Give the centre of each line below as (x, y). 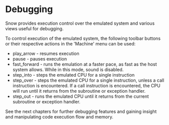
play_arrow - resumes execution (46, 53)
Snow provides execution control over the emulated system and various (80, 23)
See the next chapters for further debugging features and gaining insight (81, 111)
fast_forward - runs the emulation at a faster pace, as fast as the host (85, 64)
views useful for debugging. (34, 28)
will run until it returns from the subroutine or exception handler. (79, 91)
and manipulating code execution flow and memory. (59, 116)
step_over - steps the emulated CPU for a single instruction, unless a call (88, 80)
